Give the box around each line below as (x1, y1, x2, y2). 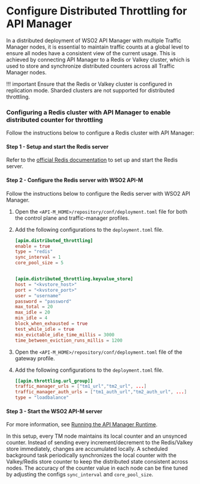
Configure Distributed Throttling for (6, 4, 187, 18)
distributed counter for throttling (6, 115, 103, 124)
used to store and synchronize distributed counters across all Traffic (6, 62, 175, 70)
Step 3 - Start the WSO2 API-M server (6, 407, 103, 415)
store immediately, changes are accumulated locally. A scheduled (6, 446, 168, 453)
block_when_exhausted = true (14, 321, 88, 327)
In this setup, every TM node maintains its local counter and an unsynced (6, 432, 187, 440)
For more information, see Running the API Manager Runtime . (6, 421, 157, 428)
